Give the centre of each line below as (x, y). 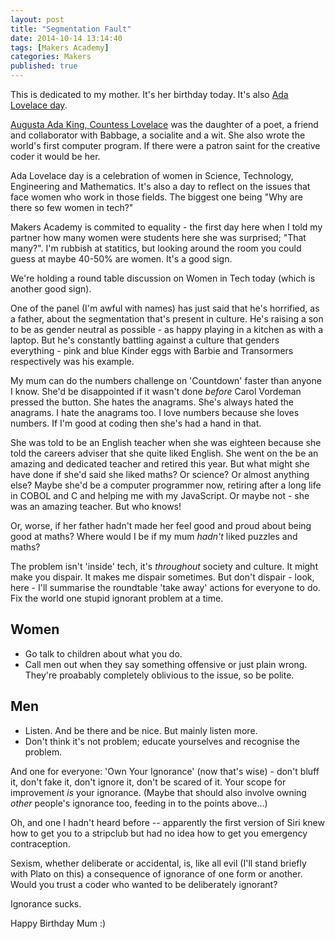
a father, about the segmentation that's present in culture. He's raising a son (167, 319)
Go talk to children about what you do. (103, 653)
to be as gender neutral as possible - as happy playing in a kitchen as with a (167, 329)
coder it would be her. (55, 156)
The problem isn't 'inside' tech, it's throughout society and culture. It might (164, 566)
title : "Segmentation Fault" (71, 29)
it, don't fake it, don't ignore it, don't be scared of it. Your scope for (148, 782)
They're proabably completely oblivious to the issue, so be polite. (159, 675)
